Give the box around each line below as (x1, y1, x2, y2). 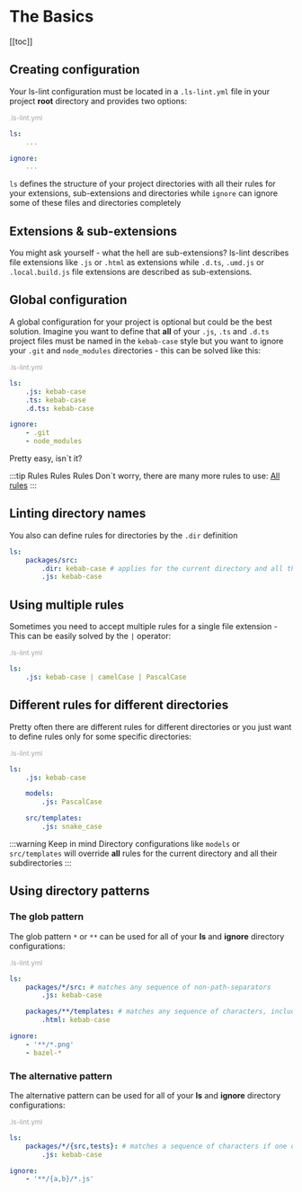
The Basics (9, 6, 94, 27)
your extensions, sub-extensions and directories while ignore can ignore (9, 188, 279, 199)
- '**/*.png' (25, 1040, 75, 1049)
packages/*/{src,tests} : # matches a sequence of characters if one (25, 1142, 288, 1151)
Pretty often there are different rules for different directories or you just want (9, 721, 292, 732)
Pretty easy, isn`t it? (9, 453, 83, 464)
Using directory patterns (9, 884, 150, 899)
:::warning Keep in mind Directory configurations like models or (9, 838, 240, 849)
